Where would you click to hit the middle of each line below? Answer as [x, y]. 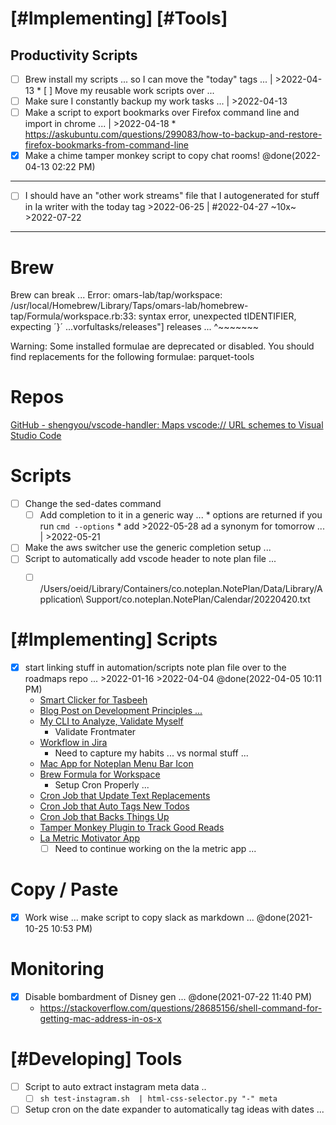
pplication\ [61, 599]
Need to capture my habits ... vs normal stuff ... [151, 753]
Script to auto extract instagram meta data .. [115, 1087]
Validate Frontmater [95, 732]
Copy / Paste [64, 889]
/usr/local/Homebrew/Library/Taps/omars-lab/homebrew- [129, 306]
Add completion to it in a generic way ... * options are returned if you [181, 515]
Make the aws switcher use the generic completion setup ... [148, 548]
